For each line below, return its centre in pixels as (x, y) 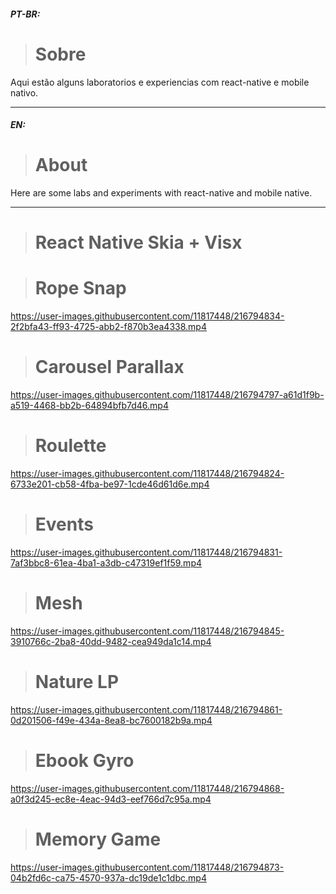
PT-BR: (25, 14)
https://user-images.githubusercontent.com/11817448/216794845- (147, 631)
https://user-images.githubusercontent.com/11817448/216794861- (146, 709)
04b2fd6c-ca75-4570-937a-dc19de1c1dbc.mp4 (108, 877)
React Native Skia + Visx (138, 242)
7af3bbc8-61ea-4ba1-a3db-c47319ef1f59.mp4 (106, 563)
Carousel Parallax (109, 367)
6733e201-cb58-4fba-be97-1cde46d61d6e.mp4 (110, 484)
